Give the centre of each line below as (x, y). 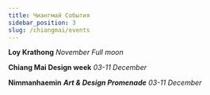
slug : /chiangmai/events (49, 30)
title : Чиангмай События (49, 15)
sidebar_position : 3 (42, 23)
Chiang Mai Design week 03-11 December (78, 68)
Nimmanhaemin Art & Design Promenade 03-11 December (105, 82)
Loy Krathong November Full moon (66, 53)
